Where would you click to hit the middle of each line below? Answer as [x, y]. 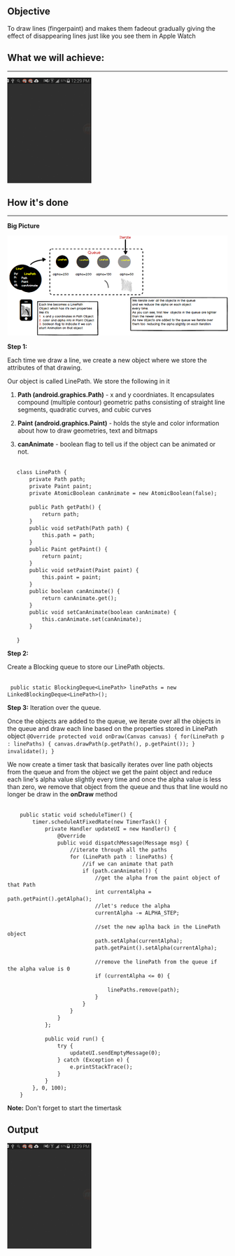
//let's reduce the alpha [133, 906]
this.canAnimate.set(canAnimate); [92, 619]
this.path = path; [69, 535]
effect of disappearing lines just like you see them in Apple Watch [101, 36]
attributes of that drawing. [45, 368]
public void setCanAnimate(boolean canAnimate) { [103, 612]
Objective [29, 12]
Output [23, 1130]
